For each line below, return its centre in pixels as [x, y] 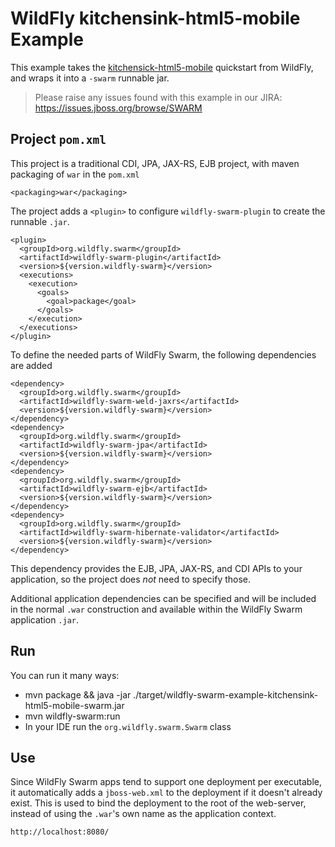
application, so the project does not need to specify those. [131, 579]
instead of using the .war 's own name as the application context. [143, 814]
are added [31, 365]
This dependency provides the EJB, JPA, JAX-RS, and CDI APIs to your [156, 568]
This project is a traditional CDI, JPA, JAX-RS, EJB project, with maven [155, 163]
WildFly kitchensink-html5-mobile [155, 18]
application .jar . [45, 619]
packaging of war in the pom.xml [75, 174]
